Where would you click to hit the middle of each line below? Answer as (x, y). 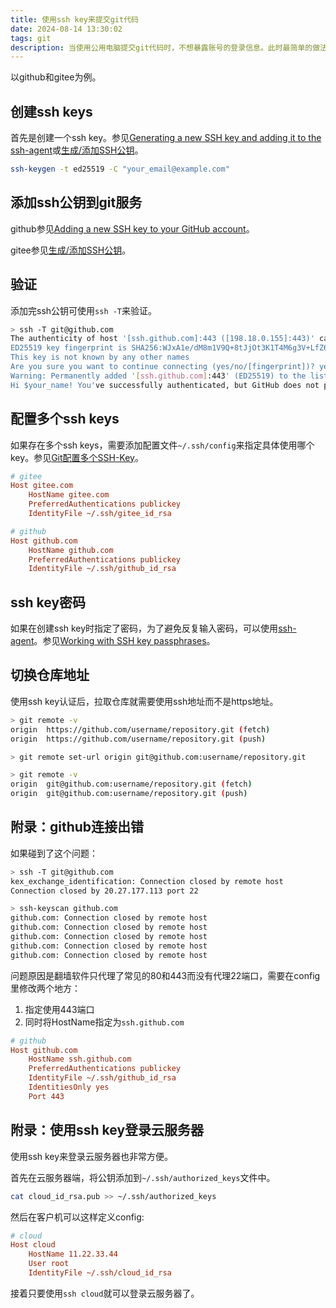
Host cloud (33, 1245)
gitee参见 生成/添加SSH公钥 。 (71, 250)
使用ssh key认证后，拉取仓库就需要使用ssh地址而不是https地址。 (144, 701)
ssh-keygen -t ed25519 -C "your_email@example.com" (120, 169)
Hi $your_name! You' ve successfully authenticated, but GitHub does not (165, 385)
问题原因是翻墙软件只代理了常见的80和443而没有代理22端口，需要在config (165, 975)
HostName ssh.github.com (80, 1059)
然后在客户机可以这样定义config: (77, 1217)
